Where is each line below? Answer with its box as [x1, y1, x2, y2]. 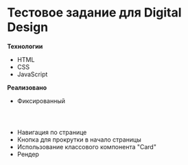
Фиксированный [16, 96, 66, 104]
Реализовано [7, 83, 47, 91]
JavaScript [16, 70, 48, 78]
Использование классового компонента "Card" [16, 142, 156, 151]
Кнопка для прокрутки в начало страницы [16, 135, 142, 144]
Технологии [7, 42, 43, 50]
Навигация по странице [16, 128, 87, 136]
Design [7, 19, 49, 35]
